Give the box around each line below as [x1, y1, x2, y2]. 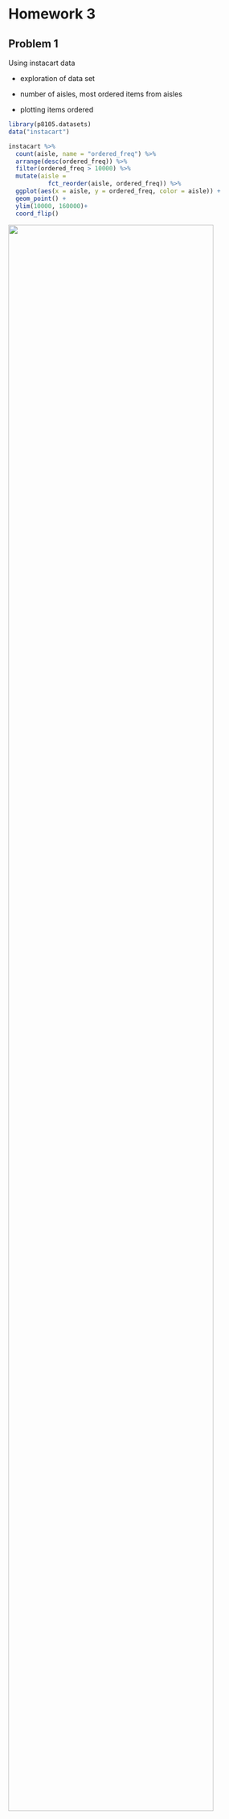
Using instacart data [8, 58, 76, 67]
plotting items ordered [19, 105, 94, 114]
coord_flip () [15, 210, 59, 218]
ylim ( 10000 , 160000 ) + [15, 202, 88, 210]
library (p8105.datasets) [8, 121, 92, 129]
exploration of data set [19, 74, 95, 83]
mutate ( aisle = [15, 172, 67, 181]
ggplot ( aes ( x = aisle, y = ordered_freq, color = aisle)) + [15, 187, 221, 195]
